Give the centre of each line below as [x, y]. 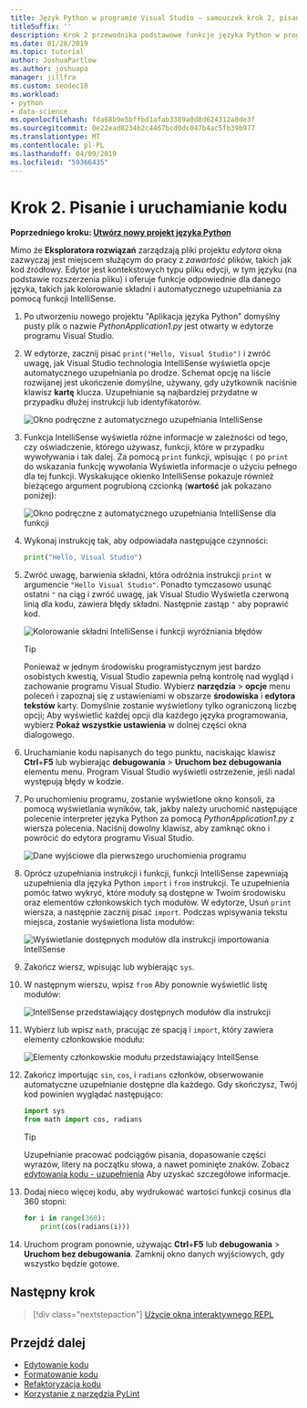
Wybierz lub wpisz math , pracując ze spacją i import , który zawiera [148, 1030]
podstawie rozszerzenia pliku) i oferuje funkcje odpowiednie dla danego [146, 279]
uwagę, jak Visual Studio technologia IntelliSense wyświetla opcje [147, 363]
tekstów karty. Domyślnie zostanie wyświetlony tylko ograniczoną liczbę [160, 706]
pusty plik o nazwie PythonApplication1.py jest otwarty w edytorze [148, 326]
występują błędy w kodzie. [73, 782]
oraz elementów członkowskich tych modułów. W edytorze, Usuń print [158, 903]
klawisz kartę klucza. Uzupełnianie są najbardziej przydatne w [141, 393]
